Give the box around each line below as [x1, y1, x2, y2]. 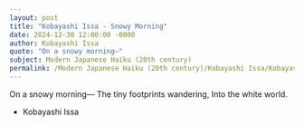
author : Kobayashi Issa [9, 38, 100, 48]
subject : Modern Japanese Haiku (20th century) [9, 55, 193, 64]
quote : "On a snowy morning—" [9, 47, 124, 56]
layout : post [9, 13, 59, 23]
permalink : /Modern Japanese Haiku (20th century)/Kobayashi [9, 64, 245, 73]
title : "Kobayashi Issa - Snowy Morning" [9, 22, 168, 31]
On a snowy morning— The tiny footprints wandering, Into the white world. [9, 88, 288, 100]
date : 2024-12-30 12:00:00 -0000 [9, 30, 136, 39]
